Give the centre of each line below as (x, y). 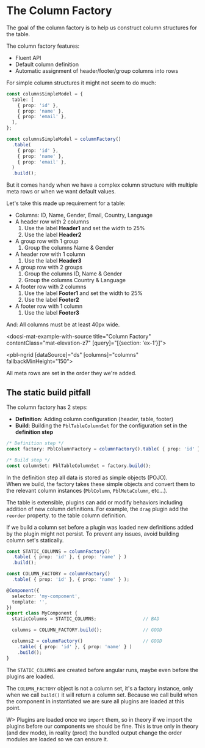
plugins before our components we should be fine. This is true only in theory (103, 726)
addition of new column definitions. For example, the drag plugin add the (97, 509)
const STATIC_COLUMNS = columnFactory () (59, 552)
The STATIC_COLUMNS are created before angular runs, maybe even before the (103, 670)
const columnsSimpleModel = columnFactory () (64, 139)
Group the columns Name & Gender (69, 248)
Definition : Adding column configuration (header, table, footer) (94, 419)
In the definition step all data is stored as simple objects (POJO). (87, 477)
